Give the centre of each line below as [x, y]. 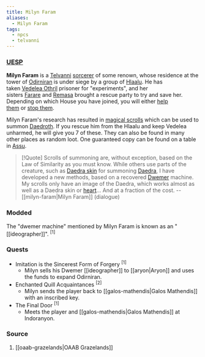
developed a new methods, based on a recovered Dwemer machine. [107, 177]
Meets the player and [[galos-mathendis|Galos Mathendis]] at [102, 312]
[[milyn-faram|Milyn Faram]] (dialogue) [71, 197]
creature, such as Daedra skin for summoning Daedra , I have [98, 171]
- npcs [20, 35]
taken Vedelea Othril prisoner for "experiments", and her [77, 88]
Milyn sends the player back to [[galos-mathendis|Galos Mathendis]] [111, 291]
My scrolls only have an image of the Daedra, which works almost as [108, 184]
